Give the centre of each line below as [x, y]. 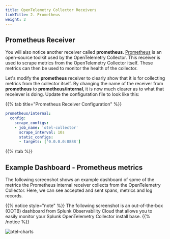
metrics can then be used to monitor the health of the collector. [72, 69]
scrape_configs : [32, 123]
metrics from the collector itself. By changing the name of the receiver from [84, 84]
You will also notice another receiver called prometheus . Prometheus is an [83, 52]
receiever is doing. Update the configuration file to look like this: [72, 94]
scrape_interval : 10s [42, 132]
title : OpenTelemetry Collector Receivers [51, 10]
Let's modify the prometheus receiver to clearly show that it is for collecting [85, 78]
